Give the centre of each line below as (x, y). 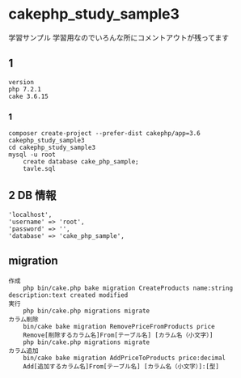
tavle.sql (40, 169)
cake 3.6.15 (28, 96)
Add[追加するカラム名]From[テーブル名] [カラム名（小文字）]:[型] (121, 366)
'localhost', (30, 214)
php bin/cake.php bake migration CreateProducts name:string (128, 288)
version (21, 82)
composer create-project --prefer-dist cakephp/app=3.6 (104, 134)
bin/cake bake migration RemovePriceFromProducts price (119, 326)
